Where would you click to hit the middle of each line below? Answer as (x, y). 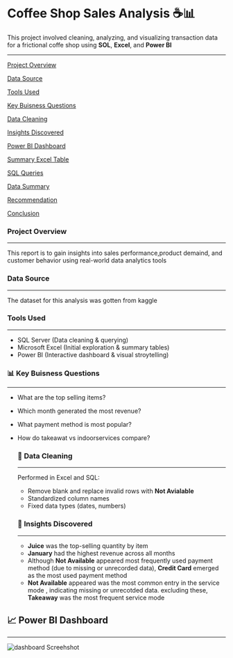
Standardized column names (68, 499)
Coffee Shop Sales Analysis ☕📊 (101, 14)
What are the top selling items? (61, 398)
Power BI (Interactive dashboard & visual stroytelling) (93, 354)
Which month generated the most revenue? (79, 411)
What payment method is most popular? (74, 425)
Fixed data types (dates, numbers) (77, 506)
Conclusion (24, 213)
